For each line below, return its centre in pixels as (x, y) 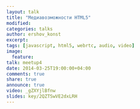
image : (15, 51)
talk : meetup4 (24, 62)
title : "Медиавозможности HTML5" (49, 18)
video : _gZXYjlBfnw (31, 91)
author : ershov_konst (34, 35)
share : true (21, 79)
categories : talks (30, 29)
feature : (23, 57)
